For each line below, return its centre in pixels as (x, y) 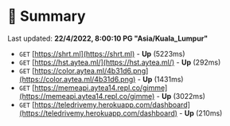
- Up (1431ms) (160, 79)
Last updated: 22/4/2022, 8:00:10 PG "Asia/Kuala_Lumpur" (108, 38)
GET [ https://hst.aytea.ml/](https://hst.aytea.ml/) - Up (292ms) (120, 62)
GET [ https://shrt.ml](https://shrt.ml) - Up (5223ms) (102, 53)
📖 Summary (47, 16)
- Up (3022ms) (181, 96)
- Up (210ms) (201, 113)
